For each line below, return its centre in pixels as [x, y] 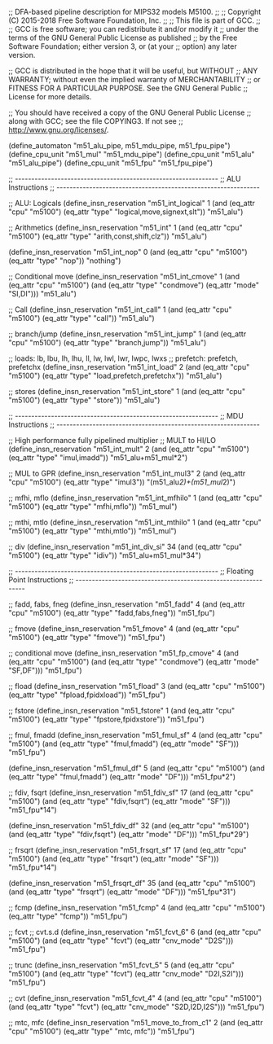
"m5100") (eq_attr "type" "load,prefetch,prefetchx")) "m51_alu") [115, 375]
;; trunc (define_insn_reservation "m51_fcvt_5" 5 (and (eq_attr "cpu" [121, 965]
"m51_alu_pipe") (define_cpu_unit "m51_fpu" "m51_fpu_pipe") [111, 163]
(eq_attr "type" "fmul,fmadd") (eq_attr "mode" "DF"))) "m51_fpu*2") [122, 776]
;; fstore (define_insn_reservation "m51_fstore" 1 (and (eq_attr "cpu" [121, 711]
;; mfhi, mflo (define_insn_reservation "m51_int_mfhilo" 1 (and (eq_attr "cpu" [136, 498]
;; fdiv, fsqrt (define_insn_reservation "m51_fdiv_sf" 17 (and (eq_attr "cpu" [131, 792]
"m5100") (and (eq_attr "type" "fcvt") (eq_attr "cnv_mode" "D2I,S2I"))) [126, 974]
